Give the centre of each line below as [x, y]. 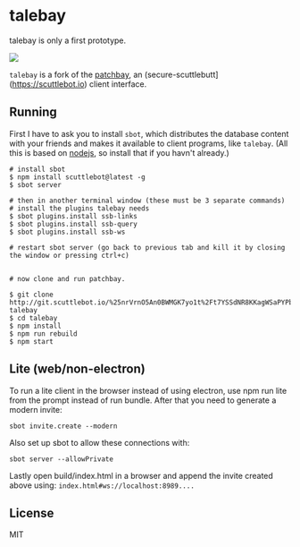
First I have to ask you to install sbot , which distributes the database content [149, 133]
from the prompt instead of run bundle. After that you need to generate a [143, 400]
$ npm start [31, 341]
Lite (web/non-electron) [77, 369]
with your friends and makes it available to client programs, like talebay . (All [149, 143]
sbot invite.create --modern [63, 426]
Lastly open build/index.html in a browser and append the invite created [142, 475]
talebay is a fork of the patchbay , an [76, 74]
